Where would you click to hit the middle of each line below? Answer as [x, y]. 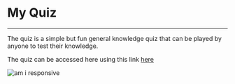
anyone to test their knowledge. [53, 46]
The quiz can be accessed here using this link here [80, 59]
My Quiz [32, 13]
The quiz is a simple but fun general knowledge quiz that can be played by [115, 38]
